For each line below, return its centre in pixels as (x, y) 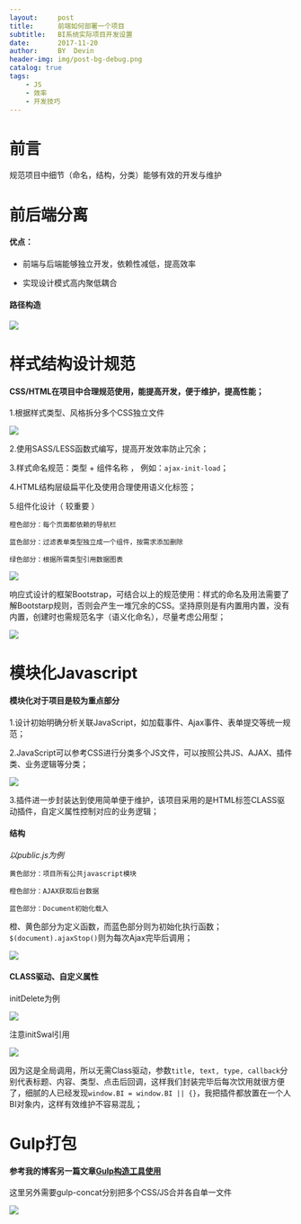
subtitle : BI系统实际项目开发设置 (71, 34)
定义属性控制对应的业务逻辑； (103, 811)
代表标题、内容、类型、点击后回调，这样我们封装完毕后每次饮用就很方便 (150, 1082)
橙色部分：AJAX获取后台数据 (54, 891)
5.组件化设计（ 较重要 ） (54, 506)
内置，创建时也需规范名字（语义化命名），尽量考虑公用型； (118, 617)
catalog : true (36, 68)
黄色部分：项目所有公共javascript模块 (73, 873)
